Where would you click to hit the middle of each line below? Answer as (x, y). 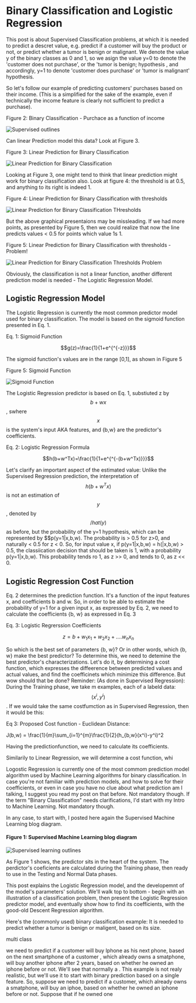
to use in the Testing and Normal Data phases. (62, 874)
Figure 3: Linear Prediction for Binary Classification (68, 152)
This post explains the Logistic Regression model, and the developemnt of (95, 885)
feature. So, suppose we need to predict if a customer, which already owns (97, 981)
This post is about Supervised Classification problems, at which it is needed (97, 39)
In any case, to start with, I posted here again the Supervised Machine (90, 817)
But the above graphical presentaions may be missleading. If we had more (95, 221)
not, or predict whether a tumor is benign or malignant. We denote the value (97, 51)
